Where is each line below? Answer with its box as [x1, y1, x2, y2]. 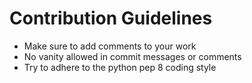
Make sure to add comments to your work [23, 40, 197, 52]
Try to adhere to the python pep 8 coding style [23, 61, 217, 73]
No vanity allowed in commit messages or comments [23, 50, 242, 62]
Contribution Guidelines [9, 7, 213, 30]
